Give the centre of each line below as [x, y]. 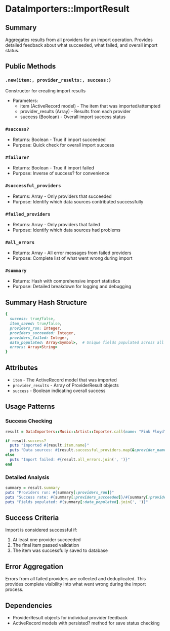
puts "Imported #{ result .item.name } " [50, 445]
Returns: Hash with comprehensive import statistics [66, 281]
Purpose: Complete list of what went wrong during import [72, 258]
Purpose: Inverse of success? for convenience [61, 173]
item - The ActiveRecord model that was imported [65, 380]
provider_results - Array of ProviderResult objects [66, 385]
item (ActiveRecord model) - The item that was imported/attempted [90, 106]
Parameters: [25, 100]
